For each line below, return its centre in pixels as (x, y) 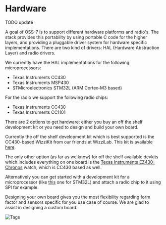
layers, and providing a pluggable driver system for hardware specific (76, 42)
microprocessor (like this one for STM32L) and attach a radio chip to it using (83, 182)
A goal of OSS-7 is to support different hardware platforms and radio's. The (82, 32)
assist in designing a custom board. (41, 207)
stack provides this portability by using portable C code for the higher (76, 37)
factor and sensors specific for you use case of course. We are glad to (77, 202)
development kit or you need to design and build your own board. (72, 127)
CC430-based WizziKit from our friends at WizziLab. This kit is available (79, 142)
